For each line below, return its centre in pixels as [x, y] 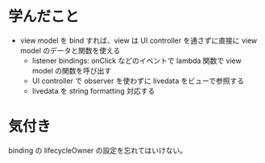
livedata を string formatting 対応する [93, 90]
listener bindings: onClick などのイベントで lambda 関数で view [137, 61]
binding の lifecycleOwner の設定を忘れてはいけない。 [98, 150]
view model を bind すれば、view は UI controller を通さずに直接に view [139, 40]
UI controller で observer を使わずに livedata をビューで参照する [138, 81]
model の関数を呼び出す [72, 70]
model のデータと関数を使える [70, 50]
